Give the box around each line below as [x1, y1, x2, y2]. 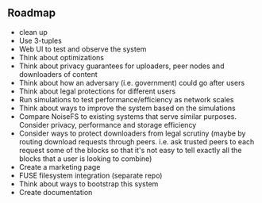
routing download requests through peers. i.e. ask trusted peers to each [18, 136, 255, 146]
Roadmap [7, 6, 56, 20]
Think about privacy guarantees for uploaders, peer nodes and [18, 61, 225, 71]
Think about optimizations [18, 52, 105, 62]
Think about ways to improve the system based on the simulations [18, 103, 236, 113]
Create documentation [18, 187, 93, 197]
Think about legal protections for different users [18, 86, 176, 96]
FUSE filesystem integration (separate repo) [18, 170, 163, 180]
